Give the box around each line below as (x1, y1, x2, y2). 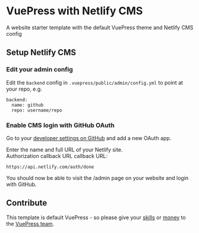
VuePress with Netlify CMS (6, 4, 143, 18)
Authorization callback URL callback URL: (6, 152, 108, 159)
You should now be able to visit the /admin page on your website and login (6, 174, 189, 181)
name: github (11, 102, 44, 108)
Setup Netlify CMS (6, 48, 76, 58)
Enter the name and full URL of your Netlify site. (6, 146, 123, 153)
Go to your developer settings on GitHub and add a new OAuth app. (6, 134, 172, 141)
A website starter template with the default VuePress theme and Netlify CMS (6, 24, 194, 31)
